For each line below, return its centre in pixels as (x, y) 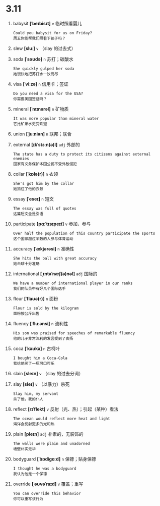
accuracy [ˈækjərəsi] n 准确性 (44, 248)
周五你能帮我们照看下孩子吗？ (39, 38)
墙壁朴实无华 (24, 449)
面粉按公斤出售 (26, 314)
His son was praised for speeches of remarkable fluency (74, 333)
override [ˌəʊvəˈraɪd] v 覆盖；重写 (48, 484)
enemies (21, 159)
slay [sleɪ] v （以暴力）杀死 (41, 384)
